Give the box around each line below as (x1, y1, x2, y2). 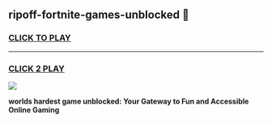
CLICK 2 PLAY (8, 62, 65, 74)
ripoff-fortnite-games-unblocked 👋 (8, 8, 189, 22)
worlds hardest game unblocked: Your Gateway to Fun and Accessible (8, 96, 249, 106)
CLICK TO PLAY (8, 32, 71, 44)
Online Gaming (8, 104, 60, 114)
